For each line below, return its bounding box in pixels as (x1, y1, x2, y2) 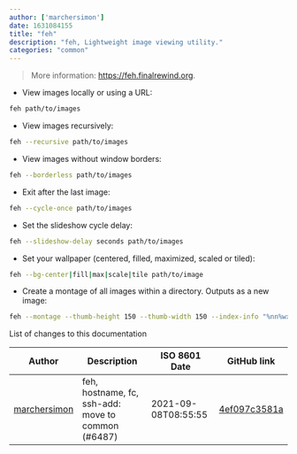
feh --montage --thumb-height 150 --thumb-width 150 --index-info (9, 312, 259, 321)
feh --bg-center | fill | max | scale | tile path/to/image (9, 270, 203, 279)
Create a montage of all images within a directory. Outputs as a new (21, 286, 270, 296)
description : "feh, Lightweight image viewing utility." (9, 37, 224, 47)
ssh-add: (82, 397, 121, 410)
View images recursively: (21, 120, 114, 131)
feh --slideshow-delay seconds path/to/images (9, 236, 184, 246)
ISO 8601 (160, 350, 202, 362)
